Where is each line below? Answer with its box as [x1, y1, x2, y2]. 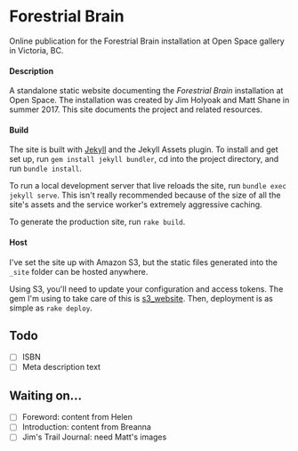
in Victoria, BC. [9, 44, 64, 55]
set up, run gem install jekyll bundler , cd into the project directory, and [9, 154, 279, 165]
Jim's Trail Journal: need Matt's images [21, 431, 167, 442]
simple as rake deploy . [9, 302, 93, 313]
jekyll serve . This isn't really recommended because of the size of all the [9, 189, 281, 201]
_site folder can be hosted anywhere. [9, 266, 149, 277]
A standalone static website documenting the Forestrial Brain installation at [9, 85, 284, 96]
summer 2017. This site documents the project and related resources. [9, 104, 262, 115]
